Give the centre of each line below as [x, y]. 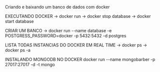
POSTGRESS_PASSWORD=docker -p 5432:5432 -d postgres [66, 36]
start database [19, 21]
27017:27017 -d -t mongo [30, 65]
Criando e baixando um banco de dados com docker [58, 7]
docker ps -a [18, 50]
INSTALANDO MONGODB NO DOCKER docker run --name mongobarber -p [80, 59]
